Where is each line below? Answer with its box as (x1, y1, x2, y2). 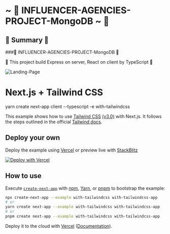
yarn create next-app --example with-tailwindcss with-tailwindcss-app (5, 204, 160, 210)
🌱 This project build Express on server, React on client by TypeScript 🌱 (5, 59, 153, 65)
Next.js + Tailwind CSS (5, 86, 103, 98)
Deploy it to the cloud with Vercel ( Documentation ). (5, 223, 113, 229)
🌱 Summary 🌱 (5, 36, 49, 44)
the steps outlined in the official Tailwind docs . (5, 119, 103, 125)
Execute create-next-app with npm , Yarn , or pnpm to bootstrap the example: (5, 185, 165, 191)
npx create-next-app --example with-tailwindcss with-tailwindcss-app (5, 195, 158, 200)
